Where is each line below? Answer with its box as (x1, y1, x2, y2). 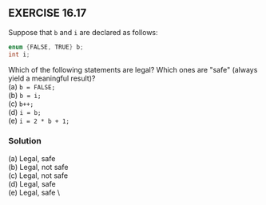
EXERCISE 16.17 (8, 6, 87, 20)
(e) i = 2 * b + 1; (8, 116, 70, 125)
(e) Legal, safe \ (8, 187, 61, 197)
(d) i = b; (8, 107, 42, 116)
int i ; (8, 50, 30, 58)
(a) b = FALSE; (8, 81, 56, 91)
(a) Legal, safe (8, 153, 56, 163)
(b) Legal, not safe (8, 162, 69, 171)
